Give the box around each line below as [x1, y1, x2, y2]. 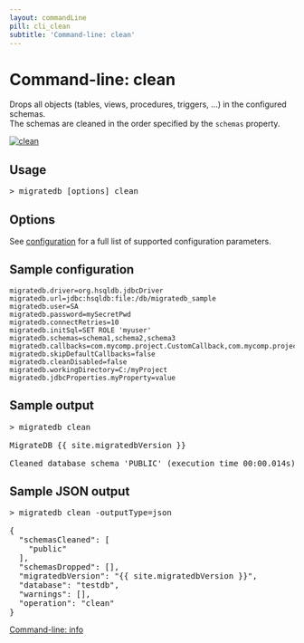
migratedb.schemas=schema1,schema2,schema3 [9, 333, 176, 342]
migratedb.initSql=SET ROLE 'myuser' [9, 325, 152, 335]
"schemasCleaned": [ [18, 535, 110, 545]
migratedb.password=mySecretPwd [9, 310, 131, 319]
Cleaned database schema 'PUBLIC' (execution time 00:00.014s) [9, 458, 296, 468]
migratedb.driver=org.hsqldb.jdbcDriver [9, 286, 165, 295]
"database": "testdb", [18, 581, 119, 590]
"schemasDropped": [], [18, 562, 119, 572]
